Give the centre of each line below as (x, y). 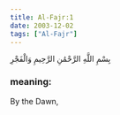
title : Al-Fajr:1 (42, 17)
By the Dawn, (34, 101)
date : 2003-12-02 (42, 26)
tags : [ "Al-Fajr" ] (44, 34)
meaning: (31, 82)
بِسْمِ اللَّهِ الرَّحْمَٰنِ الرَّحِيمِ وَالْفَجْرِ (60, 59)
